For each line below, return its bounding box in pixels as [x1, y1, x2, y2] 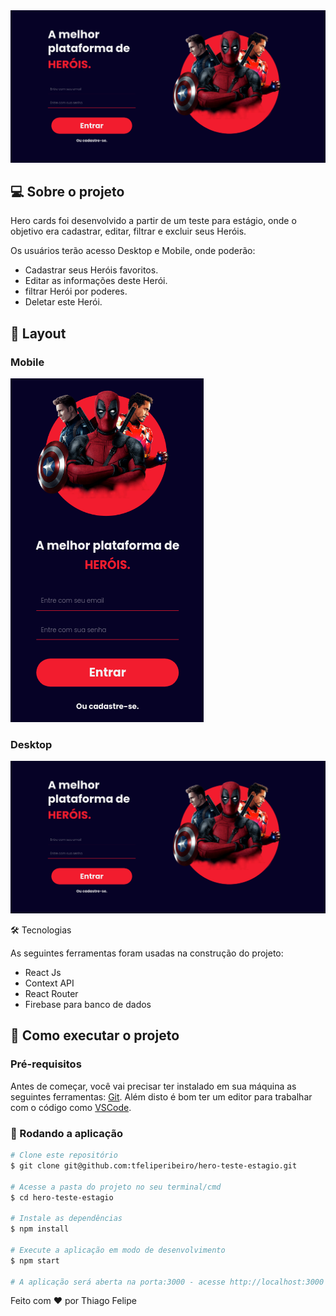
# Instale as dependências [10, 1214, 123, 1224]
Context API [24, 977, 75, 989]
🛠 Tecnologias [10, 924, 72, 936]
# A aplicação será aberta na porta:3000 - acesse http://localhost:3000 [10, 1277, 325, 1287]
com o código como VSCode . [10, 1101, 132, 1113]
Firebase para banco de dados [24, 999, 152, 1011]
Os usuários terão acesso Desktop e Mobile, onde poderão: [10, 245, 256, 257]
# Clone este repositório [10, 1150, 118, 1161]
